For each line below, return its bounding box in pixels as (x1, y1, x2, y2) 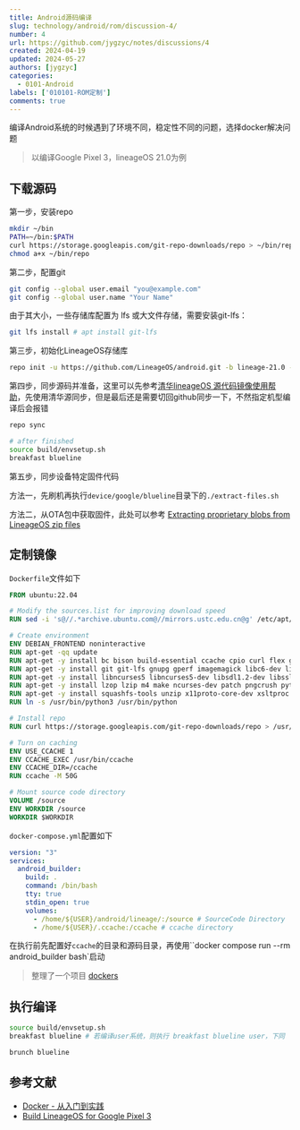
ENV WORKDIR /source (9, 804, 87, 813)
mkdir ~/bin (9, 225, 54, 234)
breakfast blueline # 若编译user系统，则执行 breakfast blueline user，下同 (9, 1032, 286, 1041)
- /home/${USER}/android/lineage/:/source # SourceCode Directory (32, 914, 286, 923)
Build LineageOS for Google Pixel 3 (21, 1110, 152, 1121)
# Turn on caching (9, 738, 78, 748)
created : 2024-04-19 (9, 47, 87, 56)
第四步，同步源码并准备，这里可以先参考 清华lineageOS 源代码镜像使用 (9, 381, 269, 391)
